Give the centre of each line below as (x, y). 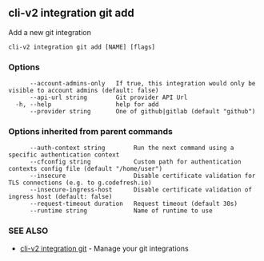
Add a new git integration (50, 32)
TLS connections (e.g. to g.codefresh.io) (80, 183)
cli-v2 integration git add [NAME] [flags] (82, 47)
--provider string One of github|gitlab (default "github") (142, 112)
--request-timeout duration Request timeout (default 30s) (134, 204)
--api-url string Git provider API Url (108, 98)
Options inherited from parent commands (91, 132)
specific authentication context (64, 155)
